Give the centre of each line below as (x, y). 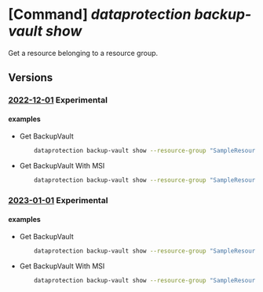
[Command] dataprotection (100, 15)
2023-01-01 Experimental (58, 201)
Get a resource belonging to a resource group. (83, 53)
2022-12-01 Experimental (58, 100)
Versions (31, 78)
